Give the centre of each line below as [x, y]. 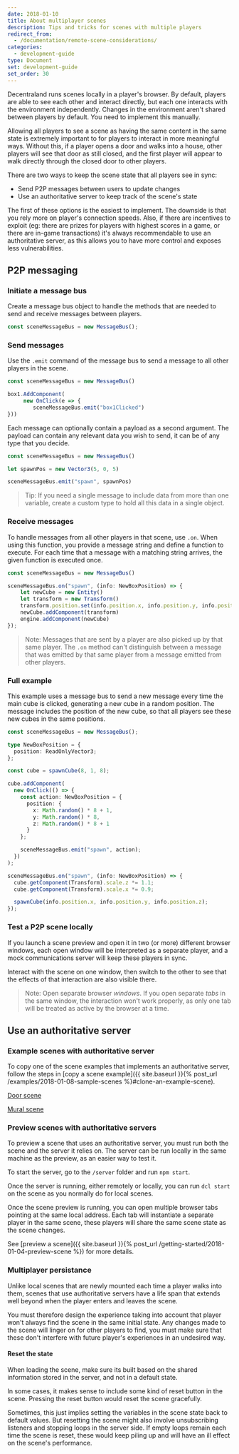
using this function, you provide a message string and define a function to [116, 545]
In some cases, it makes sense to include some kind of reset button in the [115, 1391]
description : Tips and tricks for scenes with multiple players [105, 27]
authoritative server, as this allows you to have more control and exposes [115, 241]
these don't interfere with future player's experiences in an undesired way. [117, 1337]
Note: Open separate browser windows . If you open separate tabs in [125, 993]
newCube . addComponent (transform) [70, 612]
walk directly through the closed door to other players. [87, 161]
